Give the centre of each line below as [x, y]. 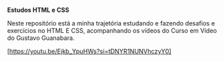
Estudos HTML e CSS [38, 10]
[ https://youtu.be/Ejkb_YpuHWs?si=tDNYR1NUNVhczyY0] [89, 51]
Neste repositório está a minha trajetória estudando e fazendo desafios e [111, 23]
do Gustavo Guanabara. [41, 38]
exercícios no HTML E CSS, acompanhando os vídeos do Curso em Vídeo [112, 31]
